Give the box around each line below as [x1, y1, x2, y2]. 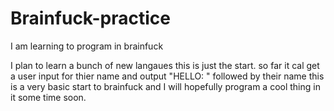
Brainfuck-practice [10, 7, 171, 30]
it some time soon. [10, 91, 87, 103]
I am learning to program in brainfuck [10, 40, 164, 52]
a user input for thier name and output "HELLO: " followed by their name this [10, 70, 325, 82]
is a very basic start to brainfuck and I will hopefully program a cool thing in [10, 80, 321, 92]
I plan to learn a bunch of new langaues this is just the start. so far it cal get [10, 59, 320, 71]
